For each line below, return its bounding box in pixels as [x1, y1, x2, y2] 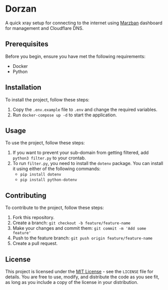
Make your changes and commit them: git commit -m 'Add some [12, 225, 147, 231]
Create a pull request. [12, 240, 58, 246]
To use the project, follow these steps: [5, 140, 85, 146]
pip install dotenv [20, 172, 62, 177]
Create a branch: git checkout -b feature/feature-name [12, 220, 131, 226]
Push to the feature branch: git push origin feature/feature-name [12, 235, 153, 241]
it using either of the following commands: [12, 165, 101, 172]
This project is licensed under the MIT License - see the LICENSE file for [5, 269, 153, 274]
